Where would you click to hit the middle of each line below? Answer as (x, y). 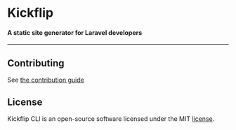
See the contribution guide (46, 80)
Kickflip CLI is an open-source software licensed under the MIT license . (111, 119)
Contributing (36, 63)
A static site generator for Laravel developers (75, 32)
